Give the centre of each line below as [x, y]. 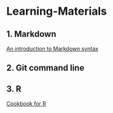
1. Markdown [31, 34]
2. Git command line [45, 68]
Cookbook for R [26, 104]
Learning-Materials [57, 11]
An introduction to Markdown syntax [53, 49]
